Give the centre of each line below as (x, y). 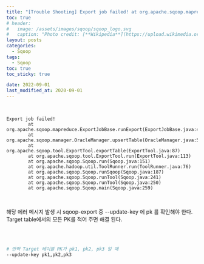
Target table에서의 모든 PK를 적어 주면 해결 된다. (64, 219)
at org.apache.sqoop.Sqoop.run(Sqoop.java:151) (89, 161)
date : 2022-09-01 (28, 85)
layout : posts (24, 40)
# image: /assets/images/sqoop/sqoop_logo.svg (69, 29)
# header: (19, 23)
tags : (13, 57)
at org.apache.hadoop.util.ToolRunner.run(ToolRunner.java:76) (110, 167)
